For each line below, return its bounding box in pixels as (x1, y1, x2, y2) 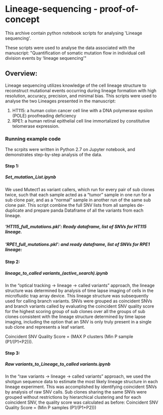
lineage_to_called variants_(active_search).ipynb (5, 270, 108, 276)
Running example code (5, 135, 61, 142)
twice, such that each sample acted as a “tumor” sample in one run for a (5, 192, 151, 197)
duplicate (5, 207, 24, 213)
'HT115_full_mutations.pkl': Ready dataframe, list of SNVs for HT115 (5, 224, 147, 230)
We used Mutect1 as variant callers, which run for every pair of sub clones (5, 186, 155, 192)
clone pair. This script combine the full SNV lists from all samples (5, 202, 136, 208)
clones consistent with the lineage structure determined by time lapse (5, 314, 146, 319)
